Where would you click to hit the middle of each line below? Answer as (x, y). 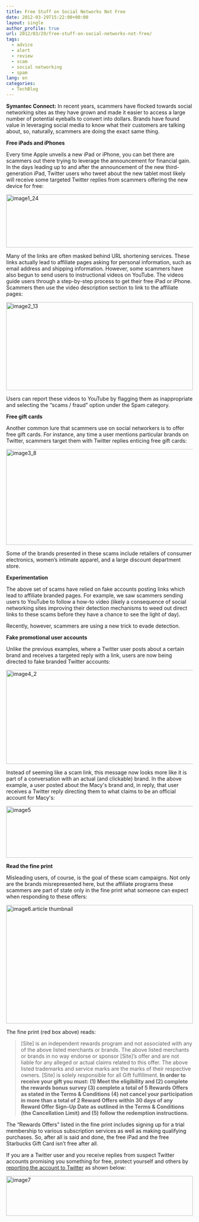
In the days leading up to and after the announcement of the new (85, 167)
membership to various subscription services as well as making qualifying (96, 1130)
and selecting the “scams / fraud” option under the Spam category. (88, 405)
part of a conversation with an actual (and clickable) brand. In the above (94, 778)
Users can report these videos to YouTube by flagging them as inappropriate (99, 399)
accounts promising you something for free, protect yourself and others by (97, 1161)
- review (22, 56)
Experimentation (27, 577)
